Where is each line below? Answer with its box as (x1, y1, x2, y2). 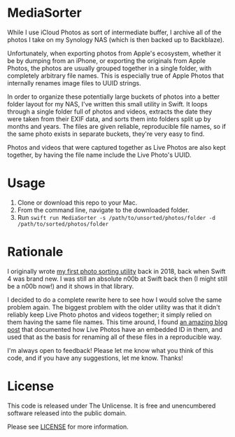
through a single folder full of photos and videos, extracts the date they (7, 107, 213, 116)
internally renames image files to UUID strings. (7, 78, 141, 87)
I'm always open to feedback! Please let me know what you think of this (7, 346, 214, 354)
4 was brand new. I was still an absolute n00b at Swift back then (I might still (7, 275, 227, 283)
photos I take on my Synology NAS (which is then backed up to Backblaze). (7, 35, 225, 43)
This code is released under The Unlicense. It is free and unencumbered (7, 401, 216, 410)
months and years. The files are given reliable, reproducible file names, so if (7, 122, 226, 130)
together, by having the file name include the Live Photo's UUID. (7, 151, 192, 159)
